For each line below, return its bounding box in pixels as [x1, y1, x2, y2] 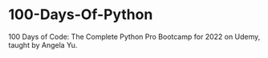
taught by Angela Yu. [8, 40, 78, 49]
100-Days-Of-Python [8, 6, 153, 24]
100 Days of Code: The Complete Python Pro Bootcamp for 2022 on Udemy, [8, 32, 261, 41]
